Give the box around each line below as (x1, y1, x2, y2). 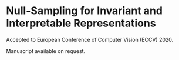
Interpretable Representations (6, 16, 157, 30)
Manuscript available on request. (6, 47, 86, 54)
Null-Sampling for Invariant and (6, 4, 163, 18)
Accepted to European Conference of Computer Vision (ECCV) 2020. (6, 36, 174, 43)
